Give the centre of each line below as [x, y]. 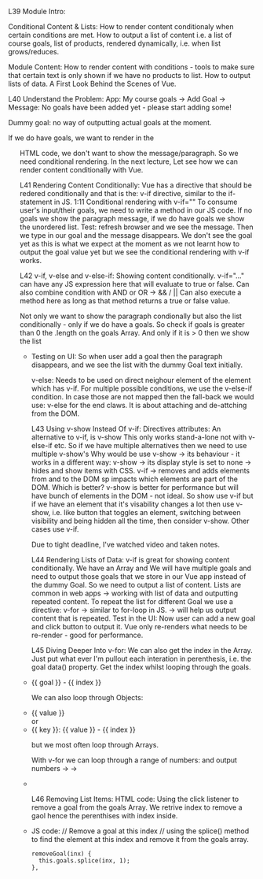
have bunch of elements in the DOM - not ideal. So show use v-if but [142, 496]
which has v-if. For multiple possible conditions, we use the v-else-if [142, 388]
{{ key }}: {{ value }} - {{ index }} [83, 729]
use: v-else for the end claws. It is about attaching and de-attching [139, 405]
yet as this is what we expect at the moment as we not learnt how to [130, 244]
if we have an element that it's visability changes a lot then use [133, 504]
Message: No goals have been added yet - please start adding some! [120, 107]
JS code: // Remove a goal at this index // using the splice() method [140, 831]
